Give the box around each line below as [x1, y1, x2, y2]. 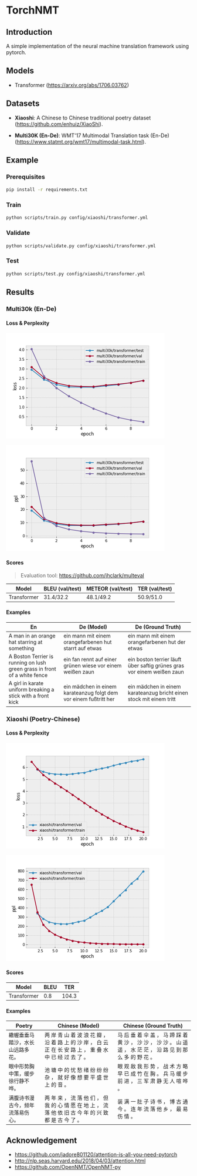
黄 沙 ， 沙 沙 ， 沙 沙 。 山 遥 [117, 1039, 188, 1046]
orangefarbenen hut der [128, 638, 186, 645]
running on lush [8, 659, 46, 666]
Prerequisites [6, 172, 45, 181]
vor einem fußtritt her [63, 695, 115, 702]
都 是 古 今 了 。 [44, 1116, 83, 1123]
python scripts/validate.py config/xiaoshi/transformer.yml [6, 242, 157, 249]
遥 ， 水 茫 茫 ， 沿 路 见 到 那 [117, 1046, 188, 1054]
